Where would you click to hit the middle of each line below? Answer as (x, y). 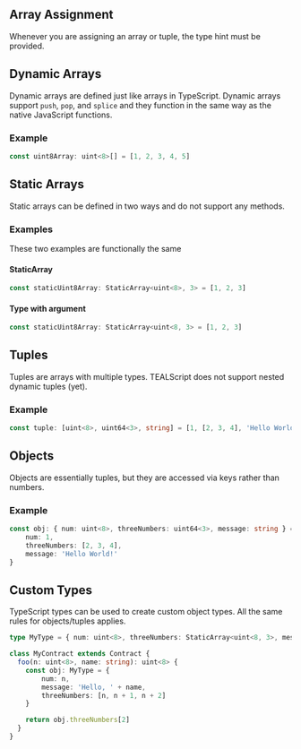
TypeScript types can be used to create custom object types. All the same (146, 612)
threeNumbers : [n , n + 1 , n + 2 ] (104, 695)
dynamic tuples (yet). (48, 386)
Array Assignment (61, 15)
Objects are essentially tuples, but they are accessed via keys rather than (145, 478)
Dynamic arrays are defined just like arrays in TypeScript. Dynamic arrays (145, 95)
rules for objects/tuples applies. (68, 621)
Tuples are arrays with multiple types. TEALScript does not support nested (147, 376)
